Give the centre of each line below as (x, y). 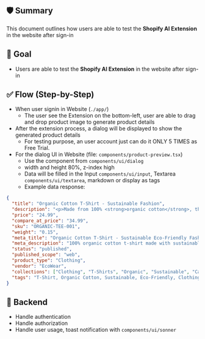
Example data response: (55, 187)
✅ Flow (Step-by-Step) (50, 95)
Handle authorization (41, 323)
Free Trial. (37, 148)
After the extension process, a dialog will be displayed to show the (99, 129)
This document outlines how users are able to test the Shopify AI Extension (102, 28)
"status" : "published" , (42, 249)
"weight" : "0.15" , (35, 232)
